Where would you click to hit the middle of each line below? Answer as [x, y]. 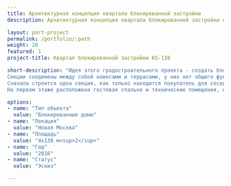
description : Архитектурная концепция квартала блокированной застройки [113, 20]
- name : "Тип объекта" [40, 108]
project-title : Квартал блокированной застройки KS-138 [89, 58]
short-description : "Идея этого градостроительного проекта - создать [110, 70]
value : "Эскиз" [35, 166]
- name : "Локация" [33, 121]
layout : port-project [38, 32]
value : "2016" [33, 153]
